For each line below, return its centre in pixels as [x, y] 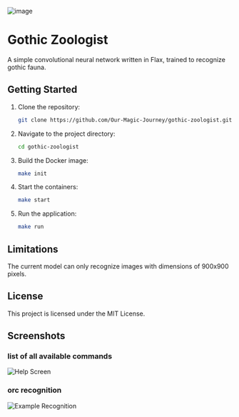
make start [34, 200]
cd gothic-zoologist [48, 146]
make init [32, 174]
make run [31, 227]
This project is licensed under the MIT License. [76, 313]
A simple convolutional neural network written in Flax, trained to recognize [117, 59]
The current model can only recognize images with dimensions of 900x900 [118, 266]
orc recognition [35, 391]
